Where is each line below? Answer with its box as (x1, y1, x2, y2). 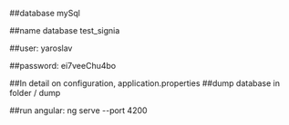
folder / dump (9, 88, 61, 98)
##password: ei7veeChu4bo (9, 61, 117, 71)
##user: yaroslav (9, 43, 73, 53)
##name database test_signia (9, 25, 120, 35)
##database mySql (9, 8, 80, 18)
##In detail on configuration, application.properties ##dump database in (9, 78, 281, 89)
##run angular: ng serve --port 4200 (9, 105, 148, 116)
